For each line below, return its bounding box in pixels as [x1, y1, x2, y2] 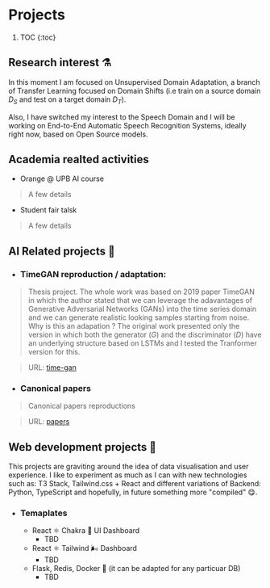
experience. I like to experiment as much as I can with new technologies [8, 470, 247, 480]
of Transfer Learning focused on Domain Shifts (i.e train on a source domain [8, 86, 261, 95]
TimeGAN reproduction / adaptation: [19, 268, 167, 279]
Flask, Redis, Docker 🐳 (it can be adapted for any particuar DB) [31, 564, 241, 573]
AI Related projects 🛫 [8, 244, 115, 258]
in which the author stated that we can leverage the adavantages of [27, 296, 253, 305]
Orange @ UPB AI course [19, 174, 105, 183]
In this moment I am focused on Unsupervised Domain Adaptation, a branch [8, 77, 260, 86]
